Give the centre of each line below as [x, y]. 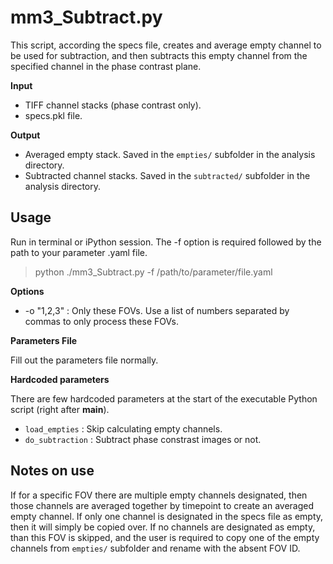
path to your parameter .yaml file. [79, 252]
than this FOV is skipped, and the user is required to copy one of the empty [165, 537]
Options [27, 291]
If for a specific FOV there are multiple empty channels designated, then [159, 495]
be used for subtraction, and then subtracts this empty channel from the [159, 55]
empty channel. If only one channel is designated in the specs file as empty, [167, 516]
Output [25, 135]
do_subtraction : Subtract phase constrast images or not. [143, 439]
